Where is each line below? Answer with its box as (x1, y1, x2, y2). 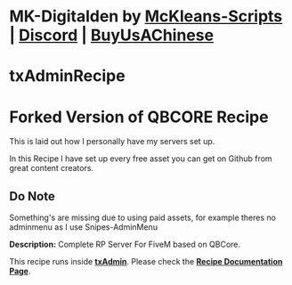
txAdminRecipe (9, 66, 126, 86)
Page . (9, 265, 31, 277)
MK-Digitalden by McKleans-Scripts (9, 6, 283, 27)
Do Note (9, 189, 55, 204)
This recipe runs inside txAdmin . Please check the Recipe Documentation (9, 256, 283, 267)
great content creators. (9, 163, 94, 174)
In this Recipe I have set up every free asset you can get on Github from (9, 153, 273, 164)
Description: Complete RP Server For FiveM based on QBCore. (9, 239, 241, 250)
